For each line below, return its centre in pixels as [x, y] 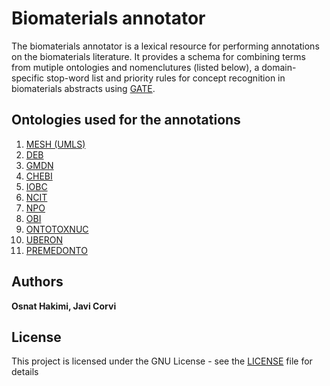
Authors [37, 282]
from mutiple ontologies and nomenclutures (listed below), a [135, 67]
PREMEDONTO [56, 250]
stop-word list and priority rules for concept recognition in [166, 78]
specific [28, 78]
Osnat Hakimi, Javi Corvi [64, 306]
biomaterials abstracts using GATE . [83, 88]
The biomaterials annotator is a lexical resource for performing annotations [165, 46]
